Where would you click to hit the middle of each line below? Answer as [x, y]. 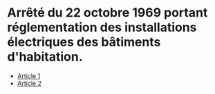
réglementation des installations [102, 27]
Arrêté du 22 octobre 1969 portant [107, 13]
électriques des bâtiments [84, 42]
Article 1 [29, 76]
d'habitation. [45, 57]
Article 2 [29, 83]
